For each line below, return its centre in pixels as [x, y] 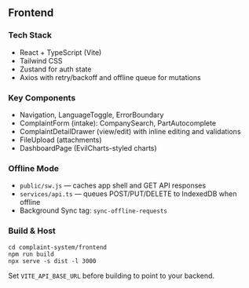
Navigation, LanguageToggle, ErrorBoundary [92, 115]
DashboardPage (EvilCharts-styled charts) [88, 148]
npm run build [31, 254]
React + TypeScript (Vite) [60, 52]
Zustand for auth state [55, 69]
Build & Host [32, 231]
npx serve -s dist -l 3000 [52, 261]
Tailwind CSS [41, 60]
